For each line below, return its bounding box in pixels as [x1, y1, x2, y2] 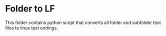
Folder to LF [5, 3, 55, 14]
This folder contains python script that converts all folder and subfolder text [5, 19, 161, 25]
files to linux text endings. [5, 24, 58, 30]
